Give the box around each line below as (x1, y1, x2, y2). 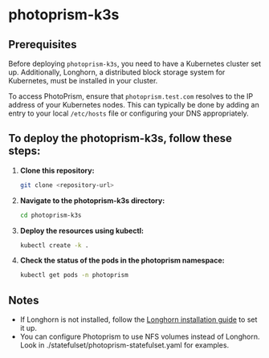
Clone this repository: (19, 165, 95, 175)
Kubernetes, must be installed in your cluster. (8, 76, 158, 85)
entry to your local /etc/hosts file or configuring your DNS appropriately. (8, 108, 249, 118)
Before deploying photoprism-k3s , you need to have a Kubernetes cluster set (8, 59, 262, 68)
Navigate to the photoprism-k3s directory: (19, 195, 165, 205)
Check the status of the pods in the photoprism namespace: (19, 255, 225, 266)
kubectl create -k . (19, 241, 89, 250)
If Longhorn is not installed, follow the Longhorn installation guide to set (19, 315, 258, 324)
